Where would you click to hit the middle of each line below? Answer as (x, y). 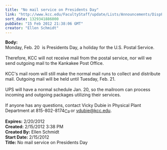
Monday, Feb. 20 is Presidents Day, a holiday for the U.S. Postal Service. (80, 48)
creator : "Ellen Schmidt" (32, 28)
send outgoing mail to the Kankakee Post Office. (55, 63)
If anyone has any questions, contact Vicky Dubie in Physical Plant (73, 105)
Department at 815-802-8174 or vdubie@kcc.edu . (58, 111)
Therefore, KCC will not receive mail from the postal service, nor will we (79, 58)
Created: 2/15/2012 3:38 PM (34, 127)
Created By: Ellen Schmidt (32, 132)
